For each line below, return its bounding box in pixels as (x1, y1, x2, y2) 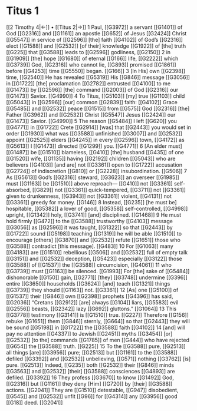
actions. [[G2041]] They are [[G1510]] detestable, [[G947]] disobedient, (6, 386, 179, 393)
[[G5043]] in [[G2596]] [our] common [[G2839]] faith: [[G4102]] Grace (6, 98, 178, 105)
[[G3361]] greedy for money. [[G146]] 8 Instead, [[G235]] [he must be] (6, 198, 177, 206)
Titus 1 (6, 4, 40, 18)
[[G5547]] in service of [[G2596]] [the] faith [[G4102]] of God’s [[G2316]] (6, 36, 183, 43)
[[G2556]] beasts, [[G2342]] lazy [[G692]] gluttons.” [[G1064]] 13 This (6, 305, 177, 312)
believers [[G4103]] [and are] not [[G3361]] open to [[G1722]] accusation (6, 161, 183, 168)
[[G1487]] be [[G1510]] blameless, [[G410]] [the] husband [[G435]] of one (6, 148, 185, 155)
